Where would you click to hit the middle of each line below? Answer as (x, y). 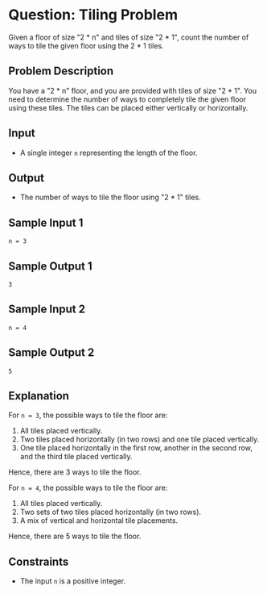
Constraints (39, 561)
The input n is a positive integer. (73, 581)
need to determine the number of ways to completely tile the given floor (127, 99)
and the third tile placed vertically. (76, 457)
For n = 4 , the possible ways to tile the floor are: (88, 488)
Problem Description (61, 71)
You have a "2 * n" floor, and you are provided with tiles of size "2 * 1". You (133, 90)
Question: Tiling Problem (93, 15)
